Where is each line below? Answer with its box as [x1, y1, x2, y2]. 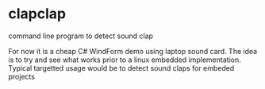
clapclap [8, 5, 66, 23]
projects [8, 72, 36, 81]
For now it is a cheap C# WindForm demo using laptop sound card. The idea [8, 46, 258, 56]
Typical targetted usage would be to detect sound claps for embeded [8, 63, 235, 72]
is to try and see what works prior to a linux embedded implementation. [8, 55, 241, 64]
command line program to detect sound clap [8, 31, 153, 41]
